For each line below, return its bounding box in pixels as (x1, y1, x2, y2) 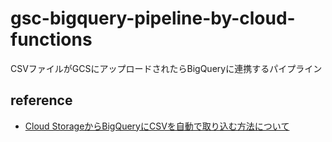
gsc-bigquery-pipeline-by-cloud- (10, 7, 296, 30)
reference (10, 92, 73, 109)
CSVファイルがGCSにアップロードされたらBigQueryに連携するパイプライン (10, 62, 323, 74)
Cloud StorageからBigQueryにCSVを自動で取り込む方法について (24, 120, 290, 132)
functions (10, 28, 93, 51)
